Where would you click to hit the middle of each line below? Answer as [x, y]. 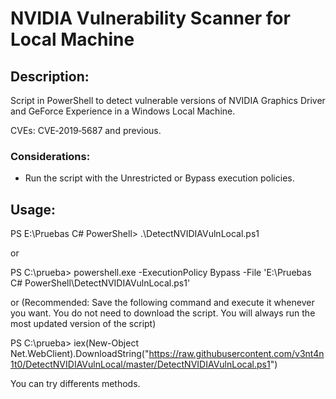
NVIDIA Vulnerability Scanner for [150, 18]
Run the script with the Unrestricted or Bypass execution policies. [159, 178]
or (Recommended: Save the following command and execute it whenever [162, 303]
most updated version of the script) [83, 324]
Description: [50, 76]
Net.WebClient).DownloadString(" [80, 354]
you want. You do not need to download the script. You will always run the [163, 313]
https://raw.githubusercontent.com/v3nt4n [236, 354]
